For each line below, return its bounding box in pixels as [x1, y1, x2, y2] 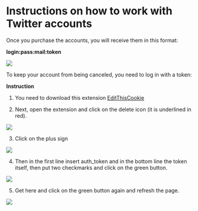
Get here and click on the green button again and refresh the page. [14, 186, 180, 194]
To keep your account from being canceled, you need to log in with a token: [6, 71, 192, 78]
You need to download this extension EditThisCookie [14, 94, 144, 101]
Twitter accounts [6, 17, 92, 30]
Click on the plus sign [14, 134, 69, 142]
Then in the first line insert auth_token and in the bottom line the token [14, 157, 187, 165]
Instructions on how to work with [6, 4, 173, 18]
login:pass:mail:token [6, 48, 61, 55]
